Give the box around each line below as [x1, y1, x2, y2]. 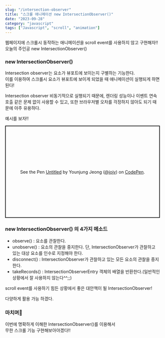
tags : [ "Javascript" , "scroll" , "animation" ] [5, 26, 100, 31]
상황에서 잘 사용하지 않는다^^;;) [12, 275, 72, 280]
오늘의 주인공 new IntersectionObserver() [5, 46, 87, 52]
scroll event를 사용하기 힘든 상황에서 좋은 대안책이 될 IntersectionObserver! [5, 285, 152, 291]
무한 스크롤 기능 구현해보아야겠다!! [5, 328, 71, 334]
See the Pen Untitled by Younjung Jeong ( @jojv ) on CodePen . [20, 169, 145, 175]
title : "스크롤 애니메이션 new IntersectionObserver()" [5, 12, 114, 17]
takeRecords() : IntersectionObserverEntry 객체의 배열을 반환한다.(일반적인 [12, 269, 160, 275]
